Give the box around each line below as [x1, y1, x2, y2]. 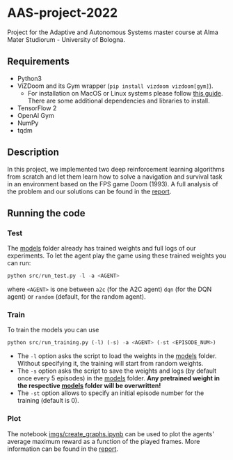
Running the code [7, 207, 86, 219]
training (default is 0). [17, 396, 79, 405]
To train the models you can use [7, 326, 99, 334]
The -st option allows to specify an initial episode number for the [17, 389, 204, 397]
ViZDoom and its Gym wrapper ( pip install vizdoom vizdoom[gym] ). [17, 82, 214, 90]
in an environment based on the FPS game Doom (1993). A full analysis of [7, 179, 218, 188]
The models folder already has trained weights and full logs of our [7, 244, 196, 253]
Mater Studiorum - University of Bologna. [7, 35, 125, 43]
